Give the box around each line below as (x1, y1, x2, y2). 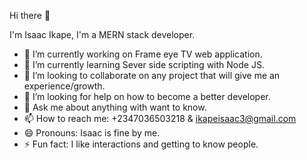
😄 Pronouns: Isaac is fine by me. (23, 127, 161, 139)
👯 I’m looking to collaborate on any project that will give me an (23, 70, 281, 81)
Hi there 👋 (9, 10, 51, 21)
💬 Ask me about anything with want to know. (23, 101, 207, 113)
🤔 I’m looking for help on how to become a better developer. (23, 91, 271, 102)
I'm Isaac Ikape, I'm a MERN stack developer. (9, 29, 196, 40)
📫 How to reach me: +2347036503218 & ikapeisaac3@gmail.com (23, 113, 297, 124)
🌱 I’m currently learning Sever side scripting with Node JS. (23, 59, 265, 70)
